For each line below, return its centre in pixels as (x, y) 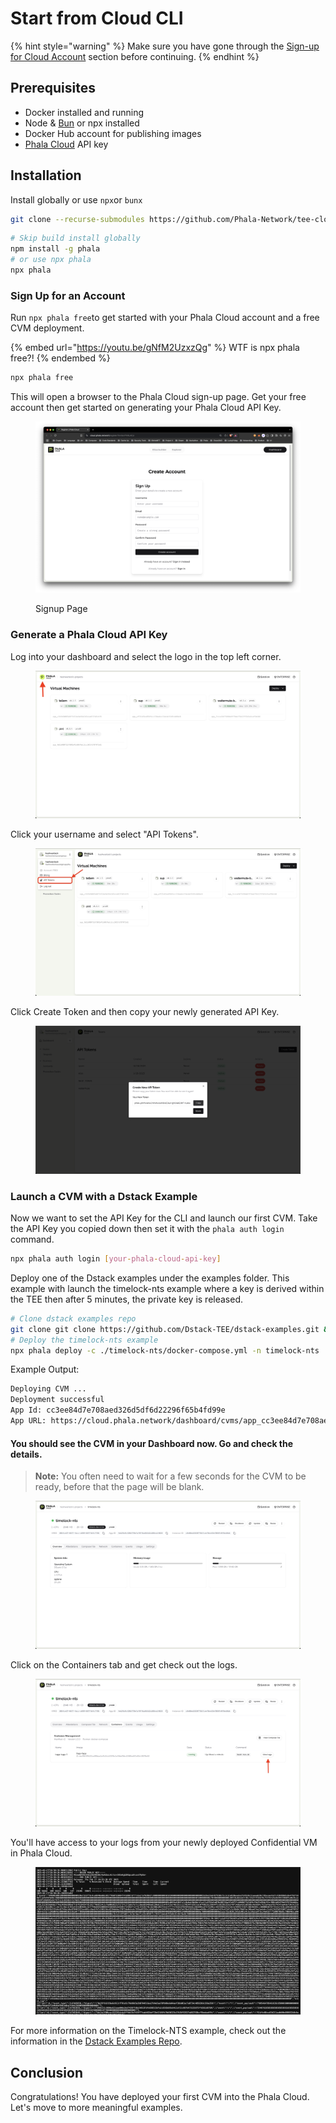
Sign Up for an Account (68, 295)
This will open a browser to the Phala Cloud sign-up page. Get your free (158, 397)
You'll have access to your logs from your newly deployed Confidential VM (164, 1842)
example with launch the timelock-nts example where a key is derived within (167, 1288)
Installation (46, 175)
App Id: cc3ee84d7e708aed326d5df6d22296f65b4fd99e (118, 1410)
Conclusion (47, 2072)
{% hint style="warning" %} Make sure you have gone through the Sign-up (165, 46)
